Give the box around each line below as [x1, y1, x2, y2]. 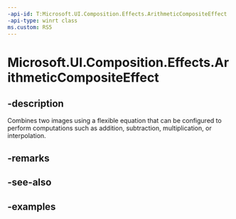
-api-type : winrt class [7, 17, 78, 24]
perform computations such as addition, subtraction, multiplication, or [7, 124, 212, 132]
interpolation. [7, 132, 46, 140]
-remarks [7, 152, 50, 164]
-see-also [7, 176, 52, 188]
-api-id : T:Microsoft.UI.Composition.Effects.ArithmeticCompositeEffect [7, 10, 227, 18]
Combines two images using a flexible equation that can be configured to [7, 117, 222, 125]
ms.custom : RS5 [7, 23, 53, 31]
